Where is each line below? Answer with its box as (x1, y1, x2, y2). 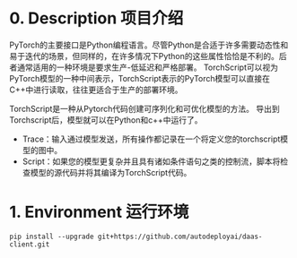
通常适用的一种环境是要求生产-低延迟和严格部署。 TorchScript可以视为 (16, 62, 278, 73)
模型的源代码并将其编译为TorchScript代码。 (30, 167, 192, 177)
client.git (9, 239, 50, 249)
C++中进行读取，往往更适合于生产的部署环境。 (9, 84, 183, 95)
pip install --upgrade (9, 232, 94, 241)
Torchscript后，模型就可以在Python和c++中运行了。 (9, 114, 204, 125)
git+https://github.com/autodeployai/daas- (97, 232, 263, 241)
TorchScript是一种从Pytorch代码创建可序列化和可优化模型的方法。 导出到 (9, 103, 280, 114)
